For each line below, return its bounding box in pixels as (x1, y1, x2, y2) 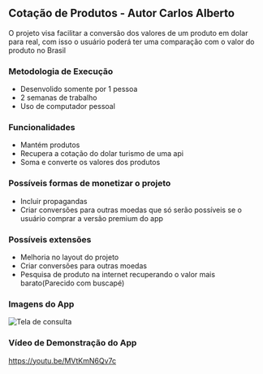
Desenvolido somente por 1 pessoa (19, 85, 138, 94)
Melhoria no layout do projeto (19, 252, 119, 262)
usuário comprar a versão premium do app (19, 213, 164, 223)
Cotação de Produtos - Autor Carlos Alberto (8, 7, 235, 20)
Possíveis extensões (8, 233, 92, 245)
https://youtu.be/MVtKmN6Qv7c (8, 355, 117, 365)
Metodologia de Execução (8, 65, 114, 76)
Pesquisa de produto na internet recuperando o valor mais (19, 270, 216, 279)
